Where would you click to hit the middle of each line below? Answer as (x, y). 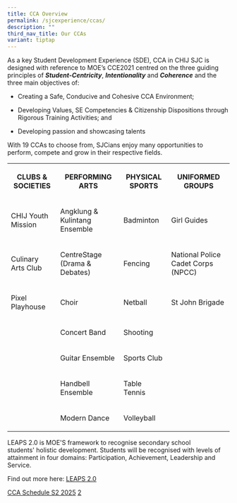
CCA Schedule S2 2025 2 (44, 492)
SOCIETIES (32, 186)
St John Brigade (197, 302)
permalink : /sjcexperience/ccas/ (56, 20)
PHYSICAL (144, 177)
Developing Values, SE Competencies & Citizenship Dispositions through (123, 110)
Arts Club (26, 268)
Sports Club (143, 358)
